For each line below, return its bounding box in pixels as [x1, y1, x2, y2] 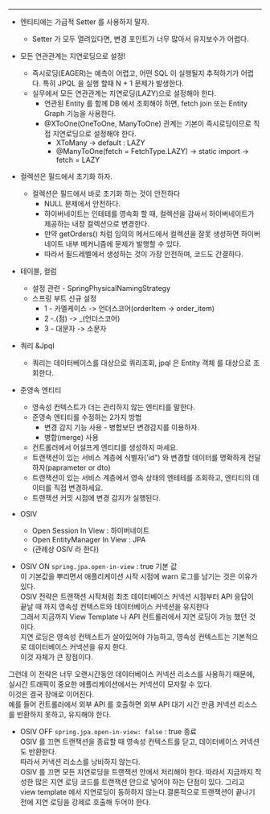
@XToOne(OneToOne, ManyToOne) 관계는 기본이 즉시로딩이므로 [43, 118, 252, 128]
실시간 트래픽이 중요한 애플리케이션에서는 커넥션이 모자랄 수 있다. [8, 679, 213, 689]
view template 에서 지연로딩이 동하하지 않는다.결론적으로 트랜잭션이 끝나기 [19, 787, 256, 796]
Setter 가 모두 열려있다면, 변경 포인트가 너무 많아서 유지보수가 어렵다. [31, 34, 249, 44]
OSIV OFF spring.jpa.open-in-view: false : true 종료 [19, 727, 197, 736]
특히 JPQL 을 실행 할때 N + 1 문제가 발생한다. [43, 78, 185, 88]
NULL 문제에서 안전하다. [43, 199, 121, 208]
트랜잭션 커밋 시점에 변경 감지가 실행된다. [31, 493, 162, 502]
